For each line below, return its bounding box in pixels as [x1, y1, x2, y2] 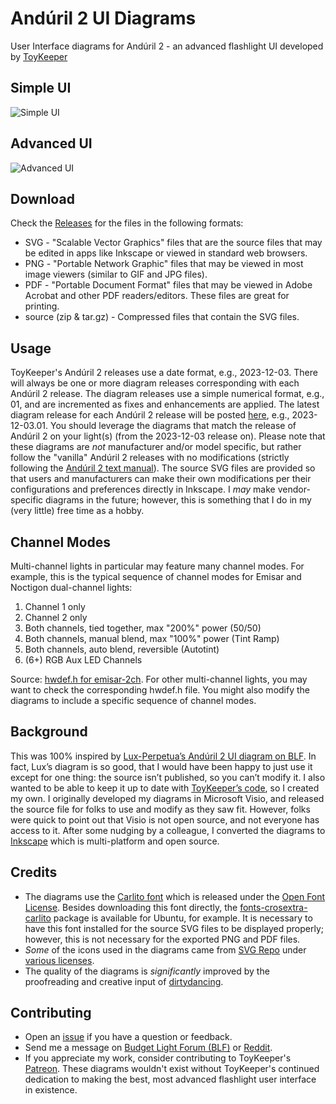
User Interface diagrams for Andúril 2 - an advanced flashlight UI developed [10, 40, 324, 52]
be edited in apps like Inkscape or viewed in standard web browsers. [24, 247, 308, 259]
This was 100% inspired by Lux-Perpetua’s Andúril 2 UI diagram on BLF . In [10, 750, 317, 762]
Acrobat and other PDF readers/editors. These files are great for [24, 290, 290, 302]
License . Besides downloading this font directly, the [24, 901, 238, 913]
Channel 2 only [24, 612, 88, 623]
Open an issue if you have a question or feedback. [24, 1031, 233, 1043]
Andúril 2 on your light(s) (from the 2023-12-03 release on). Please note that [10, 430, 326, 442]
